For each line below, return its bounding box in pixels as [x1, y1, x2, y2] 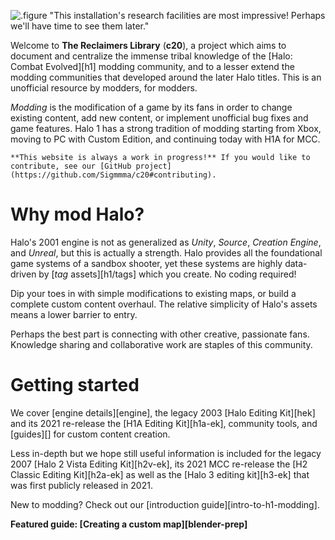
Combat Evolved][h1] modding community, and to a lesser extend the [10, 61, 295, 72]
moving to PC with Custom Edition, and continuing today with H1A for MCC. [10, 133, 321, 145]
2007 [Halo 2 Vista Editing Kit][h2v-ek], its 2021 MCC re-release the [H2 [10, 458, 308, 470]
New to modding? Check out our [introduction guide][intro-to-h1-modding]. [10, 498, 320, 510]
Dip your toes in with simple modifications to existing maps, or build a [10, 287, 297, 299]
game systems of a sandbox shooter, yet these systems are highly [10, 257, 283, 269]
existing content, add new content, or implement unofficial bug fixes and [10, 112, 309, 124]
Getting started [10, 374, 140, 397]
